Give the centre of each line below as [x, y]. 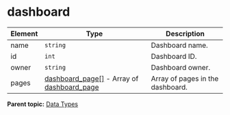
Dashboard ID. [174, 56]
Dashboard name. [180, 45]
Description [185, 34]
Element [24, 34]
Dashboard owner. [181, 67]
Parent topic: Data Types [43, 104]
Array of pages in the [185, 78]
